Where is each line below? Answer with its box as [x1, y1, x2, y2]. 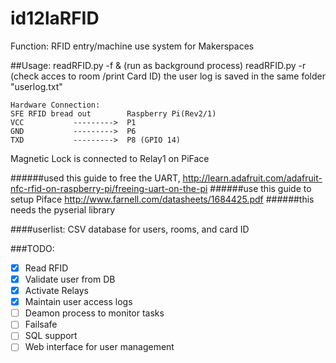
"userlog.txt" [10, 80, 63, 92]
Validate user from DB [24, 273, 116, 285]
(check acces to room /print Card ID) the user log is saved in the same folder [10, 70, 326, 82]
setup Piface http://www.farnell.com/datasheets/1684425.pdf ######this [10, 193, 315, 205]
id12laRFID [10, 7, 100, 30]
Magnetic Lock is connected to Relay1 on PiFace [10, 152, 210, 164]
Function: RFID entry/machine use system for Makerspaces [10, 40, 255, 52]
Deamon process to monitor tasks [24, 307, 165, 319]
